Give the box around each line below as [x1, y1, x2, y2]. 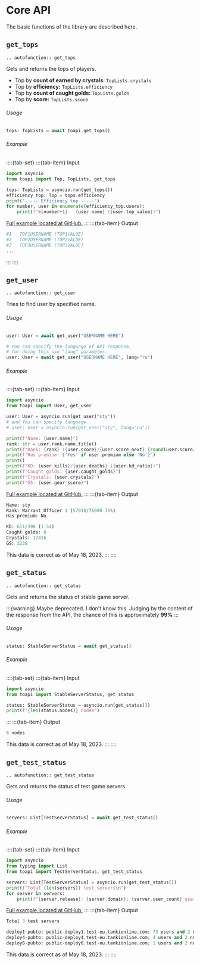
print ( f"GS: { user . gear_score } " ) [6, 479, 89, 486]
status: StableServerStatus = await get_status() [6, 643, 132, 649]
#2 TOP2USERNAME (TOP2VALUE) [6, 237, 84, 243]
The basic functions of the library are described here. [6, 23, 137, 30]
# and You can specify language [6, 419, 86, 425]
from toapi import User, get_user [6, 403, 92, 409]
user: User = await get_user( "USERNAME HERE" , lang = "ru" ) [6, 354, 153, 361]
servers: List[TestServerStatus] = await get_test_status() [6, 815, 159, 821]
